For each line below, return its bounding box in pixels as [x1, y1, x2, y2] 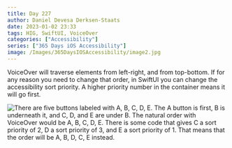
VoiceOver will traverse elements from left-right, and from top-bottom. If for [7, 67, 225, 76]
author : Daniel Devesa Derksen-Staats [7, 17, 120, 24]
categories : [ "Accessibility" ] [7, 36, 99, 43]
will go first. [7, 90, 41, 98]
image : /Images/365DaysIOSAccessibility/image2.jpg [7, 49, 161, 56]
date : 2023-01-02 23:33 [7, 23, 77, 30]
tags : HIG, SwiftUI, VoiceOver [7, 29, 99, 37]
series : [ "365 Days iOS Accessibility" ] [7, 42, 127, 49]
